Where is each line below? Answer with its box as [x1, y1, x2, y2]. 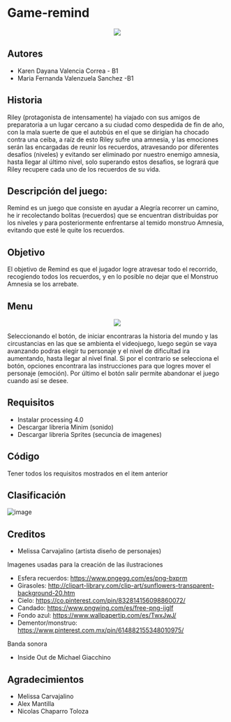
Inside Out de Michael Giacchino [17, 653, 112, 662]
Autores [7, 48, 43, 60]
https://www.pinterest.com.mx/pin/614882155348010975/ [17, 626, 184, 634]
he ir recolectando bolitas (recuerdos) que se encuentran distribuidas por [7, 211, 218, 220]
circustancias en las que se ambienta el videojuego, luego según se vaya [7, 340, 218, 347]
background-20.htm [17, 589, 75, 597]
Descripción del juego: [7, 185, 108, 197]
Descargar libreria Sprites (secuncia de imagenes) [17, 430, 162, 438]
